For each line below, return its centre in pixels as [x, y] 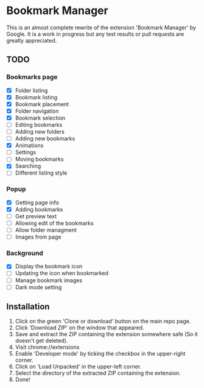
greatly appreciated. [32, 40]
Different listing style [41, 173]
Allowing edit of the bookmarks [54, 223]
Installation [28, 307]
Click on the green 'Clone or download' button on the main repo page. [103, 322]
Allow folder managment [46, 230]
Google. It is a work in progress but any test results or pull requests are [95, 34]
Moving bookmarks [39, 159]
